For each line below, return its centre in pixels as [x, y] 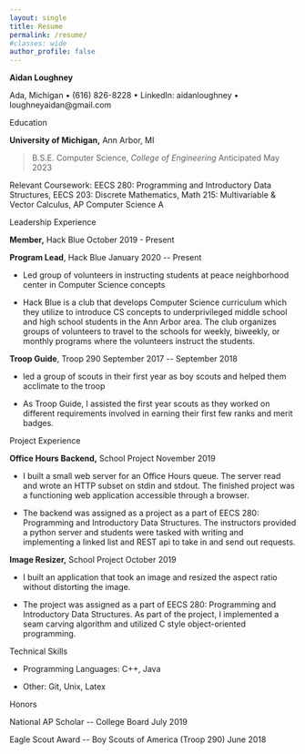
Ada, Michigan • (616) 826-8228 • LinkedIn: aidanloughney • [124, 96]
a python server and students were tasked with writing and [133, 533]
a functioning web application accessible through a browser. [136, 495]
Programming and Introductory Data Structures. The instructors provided [159, 523]
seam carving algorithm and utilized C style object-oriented [134, 624]
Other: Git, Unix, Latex [64, 687]
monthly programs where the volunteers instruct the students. [139, 341]
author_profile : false [52, 52]
